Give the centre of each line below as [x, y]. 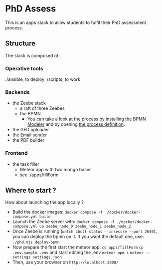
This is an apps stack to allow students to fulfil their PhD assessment [76, 22]
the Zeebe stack [29, 103]
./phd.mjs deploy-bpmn [36, 243]
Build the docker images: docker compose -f [58, 212]
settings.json [47, 258]
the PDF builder [28, 140]
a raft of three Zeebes [42, 108]
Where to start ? [31, 190]
